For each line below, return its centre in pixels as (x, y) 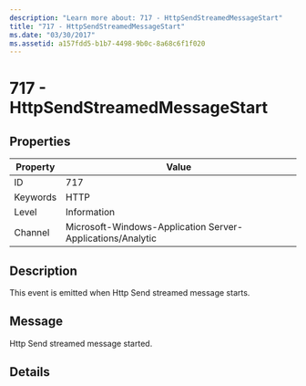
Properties (40, 141)
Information (90, 213)
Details (30, 372)
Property (35, 167)
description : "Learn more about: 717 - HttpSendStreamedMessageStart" (146, 18)
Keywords (36, 197)
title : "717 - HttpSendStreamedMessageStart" (97, 26)
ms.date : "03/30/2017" (52, 35)
